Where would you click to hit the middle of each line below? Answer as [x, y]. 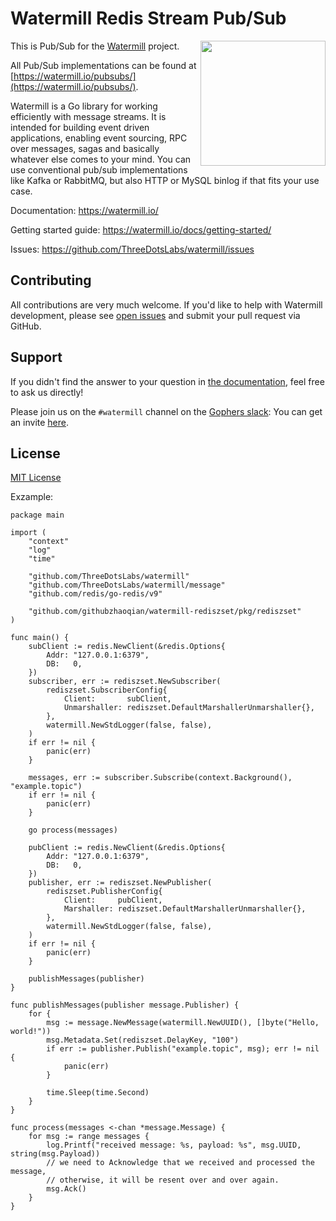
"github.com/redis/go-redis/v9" [95, 594]
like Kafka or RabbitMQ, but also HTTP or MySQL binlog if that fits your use [165, 180]
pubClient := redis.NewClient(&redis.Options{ [127, 848]
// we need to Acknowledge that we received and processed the [180, 1163]
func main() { [40, 638]
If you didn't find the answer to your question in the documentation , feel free [167, 381]
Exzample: [32, 497]
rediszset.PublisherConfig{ [104, 892]
